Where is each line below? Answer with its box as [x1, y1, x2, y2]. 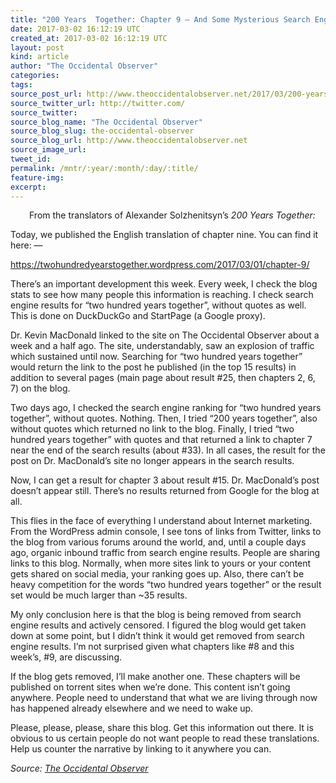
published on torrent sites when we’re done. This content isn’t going [10, 681, 291, 693]
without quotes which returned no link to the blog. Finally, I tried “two [10, 423, 295, 435]
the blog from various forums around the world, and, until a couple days [10, 536, 307, 548]
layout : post [10, 42, 65, 53]
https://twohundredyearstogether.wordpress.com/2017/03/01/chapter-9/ [10, 259, 310, 271]
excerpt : [10, 182, 47, 192]
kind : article [10, 52, 70, 62]
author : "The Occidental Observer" [10, 61, 159, 71]
